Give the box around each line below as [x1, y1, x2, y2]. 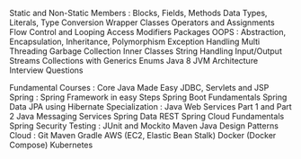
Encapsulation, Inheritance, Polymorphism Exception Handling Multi [9, 36, 261, 47]
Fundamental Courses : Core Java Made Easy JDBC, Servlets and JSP [9, 83, 270, 93]
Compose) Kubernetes [9, 139, 93, 150]
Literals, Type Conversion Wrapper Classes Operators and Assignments [9, 17, 276, 28]
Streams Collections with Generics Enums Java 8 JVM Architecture [9, 56, 259, 66]
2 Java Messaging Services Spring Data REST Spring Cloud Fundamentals [9, 111, 285, 121]
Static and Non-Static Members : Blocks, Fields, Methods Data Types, [9, 8, 268, 18]
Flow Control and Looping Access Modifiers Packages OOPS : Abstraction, [9, 27, 287, 37]
